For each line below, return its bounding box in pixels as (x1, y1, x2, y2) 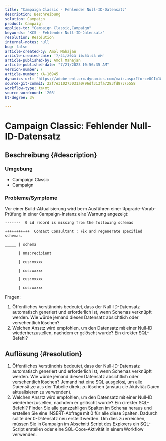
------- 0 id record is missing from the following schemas (5, 220, 134, 225)
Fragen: (5, 294, 21, 300)
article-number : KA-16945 (5, 72, 58, 77)
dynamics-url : (5, 76, 35, 81)
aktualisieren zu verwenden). (12, 389, 72, 395)
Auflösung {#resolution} (5, 350, 83, 358)
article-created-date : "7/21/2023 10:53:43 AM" (5, 53, 105, 58)
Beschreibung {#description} (5, 151, 97, 159)
